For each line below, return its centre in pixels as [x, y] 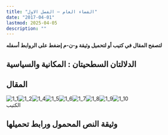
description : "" [26, 28]
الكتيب [13, 105]
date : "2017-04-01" [30, 17]
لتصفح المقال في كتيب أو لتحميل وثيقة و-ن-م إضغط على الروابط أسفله [84, 45]
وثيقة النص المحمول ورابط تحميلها [62, 124]
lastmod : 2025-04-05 [32, 23]
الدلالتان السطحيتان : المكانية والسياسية [71, 64]
